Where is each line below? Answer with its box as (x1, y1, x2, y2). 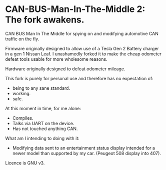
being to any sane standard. (12, 85, 70, 91)
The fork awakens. (5, 14, 84, 25)
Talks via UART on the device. (12, 120, 74, 126)
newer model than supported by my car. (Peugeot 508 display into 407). (12, 150, 161, 156)
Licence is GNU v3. (5, 160, 45, 166)
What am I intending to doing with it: (5, 135, 80, 141)
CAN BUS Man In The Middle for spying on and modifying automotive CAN (5, 30, 159, 36)
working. (12, 90, 31, 96)
